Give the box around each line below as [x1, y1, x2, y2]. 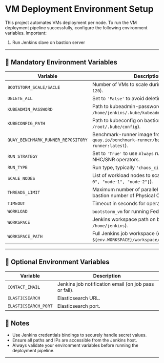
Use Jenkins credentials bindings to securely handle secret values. [12, 332, 147, 338]
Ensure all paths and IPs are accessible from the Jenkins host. [12, 337, 138, 343]
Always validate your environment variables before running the [12, 342, 139, 348]
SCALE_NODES [7, 175, 36, 181]
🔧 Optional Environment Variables [5, 258, 110, 266]
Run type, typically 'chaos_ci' [92, 164, 162, 171]
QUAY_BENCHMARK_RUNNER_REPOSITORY [7, 137, 88, 143]
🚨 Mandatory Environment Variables [5, 58, 118, 66]
